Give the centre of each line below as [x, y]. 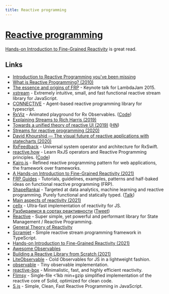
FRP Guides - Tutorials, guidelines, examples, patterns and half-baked [85, 179]
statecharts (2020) [32, 141]
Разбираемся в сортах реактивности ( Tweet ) [61, 211]
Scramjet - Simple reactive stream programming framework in [77, 232]
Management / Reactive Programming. [52, 222]
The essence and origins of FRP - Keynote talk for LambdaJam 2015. [84, 88]
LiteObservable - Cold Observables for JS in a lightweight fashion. [81, 259]
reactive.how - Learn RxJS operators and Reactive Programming [80, 152]
